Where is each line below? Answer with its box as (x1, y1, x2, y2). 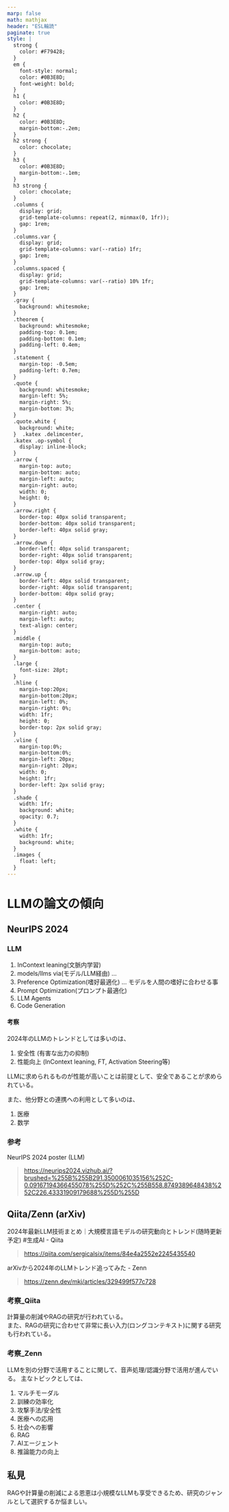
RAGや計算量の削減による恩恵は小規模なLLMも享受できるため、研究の (7, 1489, 205, 1497)
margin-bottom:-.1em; (19, 169, 81, 176)
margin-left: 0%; (19, 699, 69, 706)
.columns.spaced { (13, 265, 66, 272)
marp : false (7, 10, 41, 17)
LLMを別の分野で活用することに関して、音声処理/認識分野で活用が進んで (7, 1365, 213, 1373)
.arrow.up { (13, 571, 48, 578)
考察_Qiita (7, 1295, 41, 1305)
